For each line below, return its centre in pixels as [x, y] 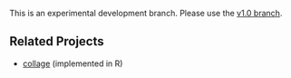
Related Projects [57, 41]
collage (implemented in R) [73, 63]
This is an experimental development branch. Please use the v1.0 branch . [146, 13]
